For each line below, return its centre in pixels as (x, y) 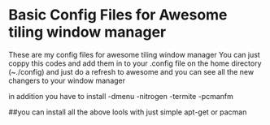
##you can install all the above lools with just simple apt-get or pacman (128, 112)
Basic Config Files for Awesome (118, 15)
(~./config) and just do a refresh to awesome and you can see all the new (131, 71)
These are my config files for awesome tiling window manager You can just (134, 54)
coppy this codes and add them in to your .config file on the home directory (135, 63)
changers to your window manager (67, 80)
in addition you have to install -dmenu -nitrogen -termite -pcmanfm (121, 96)
